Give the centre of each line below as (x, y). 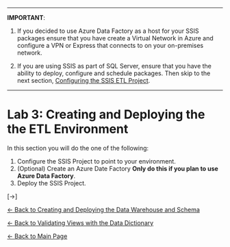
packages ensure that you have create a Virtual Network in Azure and (115, 38)
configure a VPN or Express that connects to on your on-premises (110, 45)
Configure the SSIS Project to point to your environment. (96, 161)
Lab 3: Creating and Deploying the (106, 115)
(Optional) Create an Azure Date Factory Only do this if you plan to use (118, 168)
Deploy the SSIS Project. (52, 183)
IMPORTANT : (26, 17)
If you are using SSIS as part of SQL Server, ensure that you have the (114, 66)
